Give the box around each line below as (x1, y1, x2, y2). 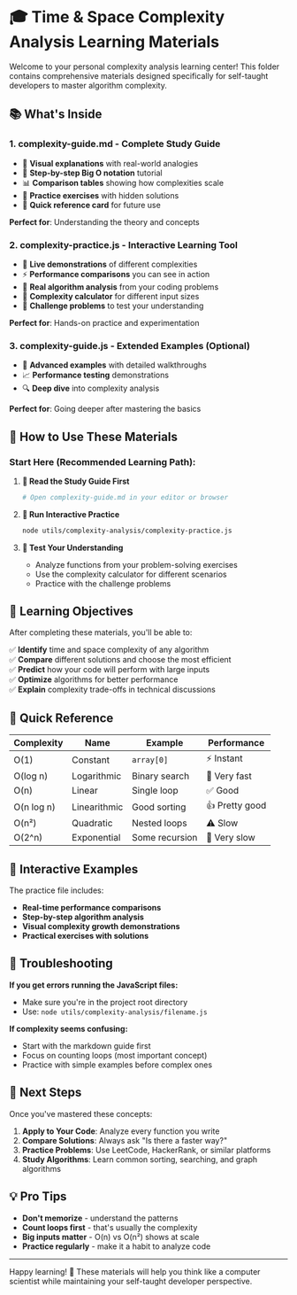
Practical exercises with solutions (21, 931, 149, 942)
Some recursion (131, 832, 198, 844)
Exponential (72, 832, 121, 844)
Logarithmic (72, 770, 122, 782)
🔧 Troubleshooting (9, 956, 113, 971)
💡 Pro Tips (9, 1189, 67, 1205)
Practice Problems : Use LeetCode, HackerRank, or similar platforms (21, 1144, 271, 1155)
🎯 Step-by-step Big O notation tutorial (21, 167, 163, 178)
